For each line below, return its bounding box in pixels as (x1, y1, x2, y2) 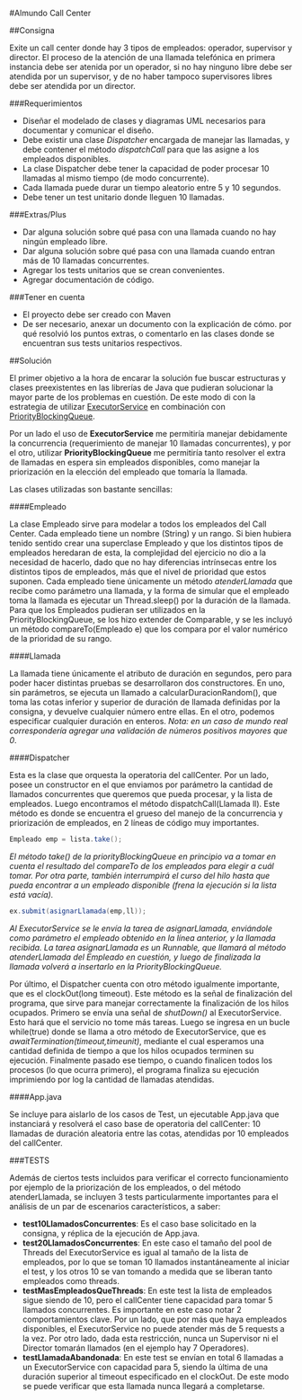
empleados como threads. (22, 1275, 120, 1286)
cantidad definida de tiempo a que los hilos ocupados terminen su (9, 1045, 254, 1056)
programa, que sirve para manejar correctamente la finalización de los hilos (9, 997, 289, 1008)
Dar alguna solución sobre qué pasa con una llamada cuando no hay (22, 226, 277, 237)
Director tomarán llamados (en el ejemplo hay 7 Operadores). (22, 1342, 249, 1353)
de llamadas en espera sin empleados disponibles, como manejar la (9, 457, 261, 467)
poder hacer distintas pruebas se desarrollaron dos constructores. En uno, (9, 678, 286, 688)
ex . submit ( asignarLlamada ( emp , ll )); (9, 907, 147, 916)
